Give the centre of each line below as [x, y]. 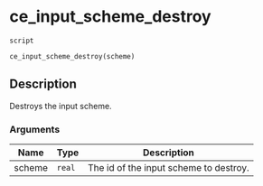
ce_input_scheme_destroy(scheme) [72, 56]
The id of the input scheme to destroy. [169, 168]
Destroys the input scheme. [61, 106]
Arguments [35, 129]
